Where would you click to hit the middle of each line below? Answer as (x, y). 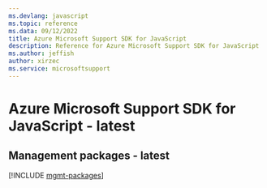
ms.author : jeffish (41, 53)
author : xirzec (34, 62)
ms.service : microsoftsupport (60, 69)
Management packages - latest (89, 156)
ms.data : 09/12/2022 (43, 31)
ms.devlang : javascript (49, 16)
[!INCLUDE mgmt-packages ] (56, 175)
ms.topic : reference (43, 23)
